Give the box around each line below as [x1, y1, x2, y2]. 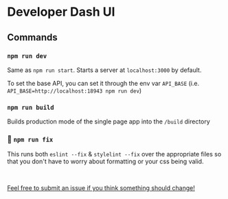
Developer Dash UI [7, 4, 115, 20]
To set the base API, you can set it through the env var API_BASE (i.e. [7, 79, 200, 87]
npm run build [7, 104, 54, 111]
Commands [7, 32, 58, 43]
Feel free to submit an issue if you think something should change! [7, 184, 196, 192]
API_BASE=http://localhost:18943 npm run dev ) [7, 86, 142, 95]
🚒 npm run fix [7, 134, 54, 144]
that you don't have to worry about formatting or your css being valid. [7, 157, 204, 165]
